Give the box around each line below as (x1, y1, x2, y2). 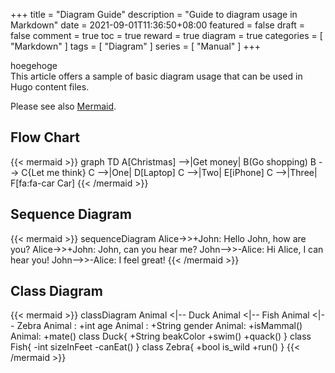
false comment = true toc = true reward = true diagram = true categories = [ (10, 30, 323, 41)
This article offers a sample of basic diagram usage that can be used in (10, 70, 303, 82)
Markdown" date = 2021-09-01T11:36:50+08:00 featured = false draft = (10, 19, 305, 31)
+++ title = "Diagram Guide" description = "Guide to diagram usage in (10, 9, 298, 20)
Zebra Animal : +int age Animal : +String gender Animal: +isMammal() (16, 320, 303, 332)
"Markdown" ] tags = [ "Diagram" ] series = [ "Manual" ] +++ (10, 40, 262, 52)
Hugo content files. (10, 81, 90, 93)
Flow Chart (10, 129, 80, 146)
